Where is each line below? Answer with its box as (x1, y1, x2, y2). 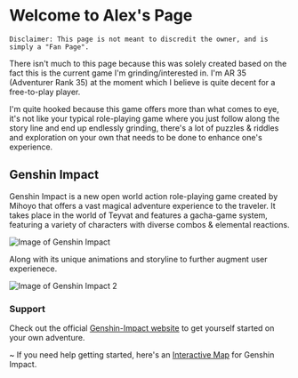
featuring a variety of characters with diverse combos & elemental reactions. (9, 219, 290, 229)
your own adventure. (9, 333, 85, 343)
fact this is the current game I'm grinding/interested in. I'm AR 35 (9, 68, 247, 78)
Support (9, 302, 46, 315)
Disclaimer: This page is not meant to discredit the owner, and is (9, 35, 269, 44)
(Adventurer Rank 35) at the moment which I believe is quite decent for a (9, 76, 276, 87)
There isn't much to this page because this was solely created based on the (9, 58, 287, 68)
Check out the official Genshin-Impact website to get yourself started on (9, 323, 275, 334)
